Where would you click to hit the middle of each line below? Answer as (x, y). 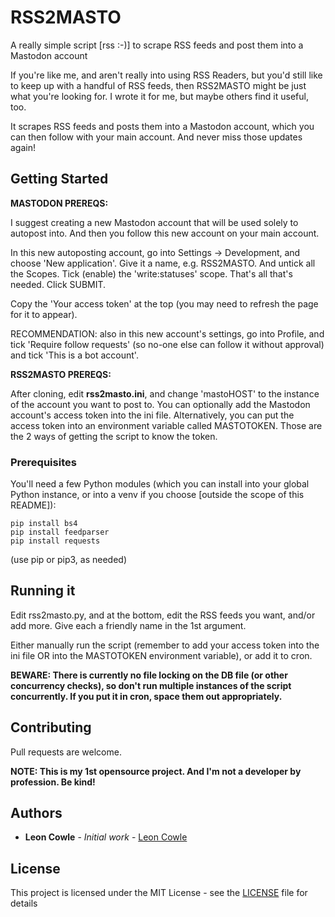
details (24, 903)
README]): (33, 505)
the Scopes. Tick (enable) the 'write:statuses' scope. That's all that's (151, 273)
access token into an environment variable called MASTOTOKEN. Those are (166, 425)
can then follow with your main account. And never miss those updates (156, 137)
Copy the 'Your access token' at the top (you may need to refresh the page (164, 303)
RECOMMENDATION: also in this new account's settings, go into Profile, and (167, 333)
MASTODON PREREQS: (59, 203)
